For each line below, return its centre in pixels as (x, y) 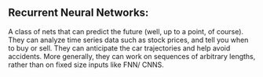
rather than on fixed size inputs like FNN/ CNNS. (86, 65)
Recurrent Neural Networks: (79, 13)
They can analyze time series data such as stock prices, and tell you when (128, 40)
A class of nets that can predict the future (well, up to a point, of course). (126, 31)
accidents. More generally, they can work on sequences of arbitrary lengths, (132, 56)
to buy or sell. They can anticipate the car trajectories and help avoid (119, 48)
